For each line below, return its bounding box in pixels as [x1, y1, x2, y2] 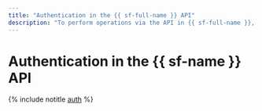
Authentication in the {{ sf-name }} [8, 52, 242, 70]
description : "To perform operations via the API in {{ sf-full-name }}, [8, 19, 256, 27]
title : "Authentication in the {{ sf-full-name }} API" [8, 11, 195, 20]
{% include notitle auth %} [8, 95, 94, 104]
